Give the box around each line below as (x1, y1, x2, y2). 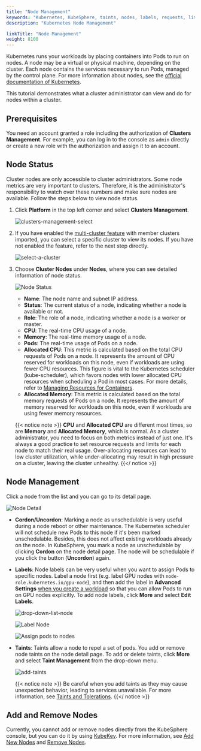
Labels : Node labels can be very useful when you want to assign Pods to (14, 566, 195, 573)
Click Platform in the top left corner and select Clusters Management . (14, 206, 190, 213)
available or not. (23, 307, 64, 315)
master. (23, 320, 43, 327)
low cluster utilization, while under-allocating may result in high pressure (14, 453, 194, 460)
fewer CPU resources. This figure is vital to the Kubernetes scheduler (23, 365, 195, 372)
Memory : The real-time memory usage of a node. (23, 333, 147, 340)
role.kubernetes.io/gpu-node (14, 580, 88, 586)
